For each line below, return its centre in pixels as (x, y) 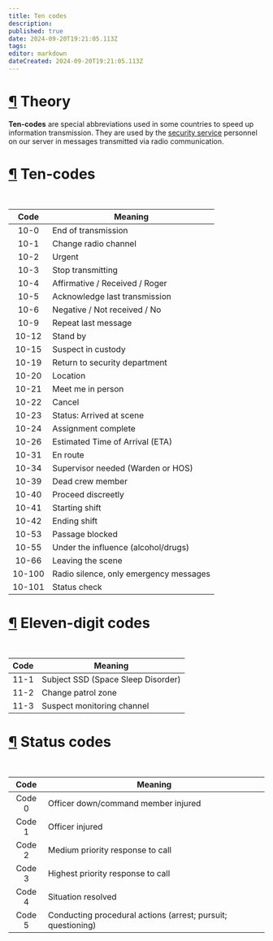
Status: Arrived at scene (98, 415)
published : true (36, 31)
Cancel (66, 401)
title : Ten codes (38, 16)
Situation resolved (82, 896)
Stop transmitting (85, 270)
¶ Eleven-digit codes (79, 623)
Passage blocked (85, 534)
